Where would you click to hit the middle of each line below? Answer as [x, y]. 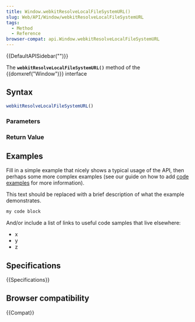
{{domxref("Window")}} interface [47, 74]
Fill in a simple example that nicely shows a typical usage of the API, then [95, 170]
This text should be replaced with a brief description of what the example [95, 194]
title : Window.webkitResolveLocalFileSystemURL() [69, 12]
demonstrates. [24, 201]
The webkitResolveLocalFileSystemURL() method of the [73, 67]
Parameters [23, 121]
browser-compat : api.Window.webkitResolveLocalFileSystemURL [83, 39]
